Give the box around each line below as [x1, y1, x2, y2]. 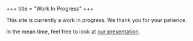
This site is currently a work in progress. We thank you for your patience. [6, 17, 187, 23]
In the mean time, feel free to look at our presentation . [6, 28, 141, 35]
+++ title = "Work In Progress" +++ [6, 5, 94, 12]
